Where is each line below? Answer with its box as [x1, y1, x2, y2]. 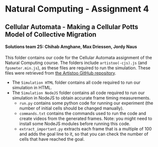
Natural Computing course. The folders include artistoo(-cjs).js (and [5, 60, 147, 65]
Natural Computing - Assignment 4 [5, 3, 149, 15]
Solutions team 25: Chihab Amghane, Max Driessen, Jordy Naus [5, 44, 137, 49]
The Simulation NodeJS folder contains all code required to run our [12, 90, 145, 96]
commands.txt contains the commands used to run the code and [19, 110, 146, 116]
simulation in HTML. [12, 84, 52, 90]
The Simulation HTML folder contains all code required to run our [12, 79, 141, 85]
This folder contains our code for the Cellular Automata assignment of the [5, 54, 152, 60]
